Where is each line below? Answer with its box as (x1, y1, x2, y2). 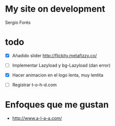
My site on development (5, 3, 105, 15)
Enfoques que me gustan (5, 99, 109, 110)
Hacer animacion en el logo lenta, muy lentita (12, 72, 104, 78)
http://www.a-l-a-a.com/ (12, 115, 62, 121)
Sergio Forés (5, 19, 31, 25)
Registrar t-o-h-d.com (12, 82, 57, 88)
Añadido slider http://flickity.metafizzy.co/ (12, 53, 97, 58)
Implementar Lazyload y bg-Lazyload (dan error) (12, 62, 111, 68)
